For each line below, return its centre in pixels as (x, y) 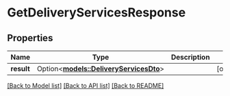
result (21, 69)
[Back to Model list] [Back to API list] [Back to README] (86, 86)
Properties (30, 38)
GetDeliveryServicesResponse (97, 13)
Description (190, 57)
